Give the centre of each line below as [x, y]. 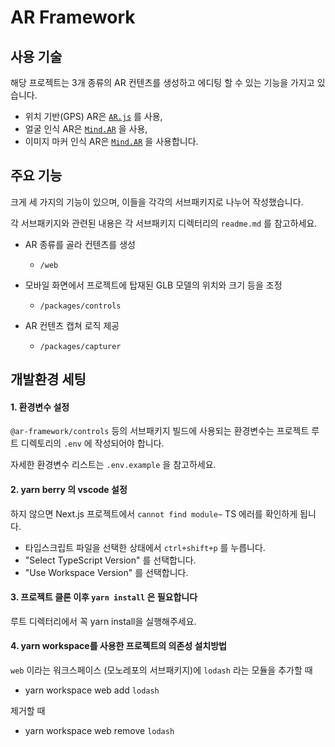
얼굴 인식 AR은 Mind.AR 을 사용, [86, 129]
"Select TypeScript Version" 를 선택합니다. [110, 560]
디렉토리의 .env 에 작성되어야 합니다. [92, 443]
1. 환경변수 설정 [40, 407]
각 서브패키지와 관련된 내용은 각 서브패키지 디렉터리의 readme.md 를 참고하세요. [164, 223]
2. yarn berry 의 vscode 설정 [69, 489]
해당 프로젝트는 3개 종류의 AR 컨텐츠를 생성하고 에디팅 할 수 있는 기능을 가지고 [162, 82]
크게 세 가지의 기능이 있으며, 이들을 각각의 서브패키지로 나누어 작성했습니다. [157, 202]
